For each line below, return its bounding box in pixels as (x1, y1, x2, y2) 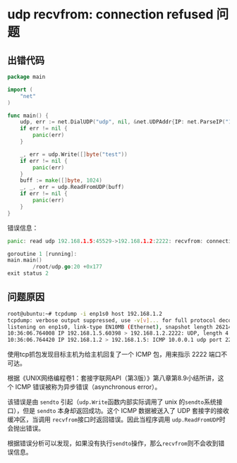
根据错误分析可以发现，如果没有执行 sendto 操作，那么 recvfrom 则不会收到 (7, 439, 219, 447)
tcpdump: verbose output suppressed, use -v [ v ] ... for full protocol (7, 316, 217, 324)
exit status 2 (7, 270, 49, 277)
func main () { (7, 112, 49, 119)
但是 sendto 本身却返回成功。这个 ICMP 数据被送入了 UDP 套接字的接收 (22, 407, 229, 415)
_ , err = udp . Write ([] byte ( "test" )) (20, 151, 128, 158)
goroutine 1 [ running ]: (7, 250, 78, 257)
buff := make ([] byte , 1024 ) (20, 177, 102, 184)
